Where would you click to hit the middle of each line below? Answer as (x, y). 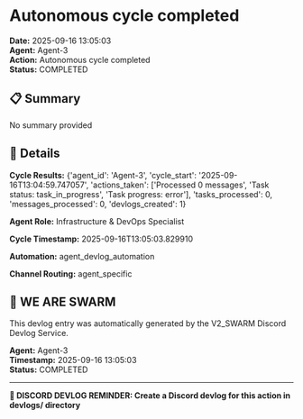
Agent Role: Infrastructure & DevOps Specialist (97, 221)
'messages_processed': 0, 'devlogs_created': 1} (98, 204)
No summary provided (51, 125)
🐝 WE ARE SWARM (63, 301)
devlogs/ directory (45, 405)
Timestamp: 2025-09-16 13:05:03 (73, 360)
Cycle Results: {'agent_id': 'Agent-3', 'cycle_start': (103, 175)
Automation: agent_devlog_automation (82, 256)
